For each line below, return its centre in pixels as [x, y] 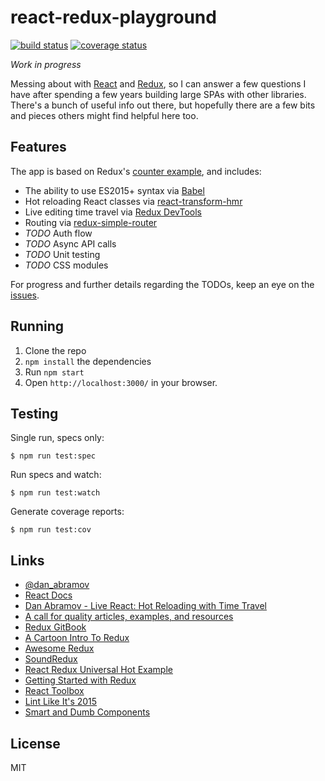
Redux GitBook [55, 627]
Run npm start [54, 372]
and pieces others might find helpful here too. [104, 115]
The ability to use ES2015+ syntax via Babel [114, 190]
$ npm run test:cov [51, 530]
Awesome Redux [59, 648]
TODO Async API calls [70, 243]
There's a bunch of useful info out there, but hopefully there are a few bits [163, 105]
